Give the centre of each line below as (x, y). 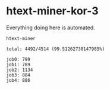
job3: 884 (18, 75)
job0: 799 (18, 59)
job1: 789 (18, 65)
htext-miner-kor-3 (52, 11)
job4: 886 (18, 80)
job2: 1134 (20, 70)
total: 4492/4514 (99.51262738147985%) (56, 49)
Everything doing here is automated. (51, 27)
